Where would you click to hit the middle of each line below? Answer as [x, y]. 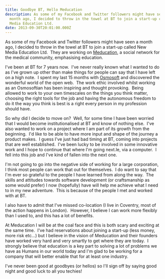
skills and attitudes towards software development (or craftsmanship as [77, 180]
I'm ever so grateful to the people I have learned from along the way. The [80, 175]
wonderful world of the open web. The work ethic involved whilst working [80, 83]
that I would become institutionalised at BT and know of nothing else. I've [80, 124]
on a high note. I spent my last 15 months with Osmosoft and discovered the [82, 78]
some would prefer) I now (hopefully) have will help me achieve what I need [82, 185]
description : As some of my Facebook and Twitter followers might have [80, 14]
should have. [18, 109]
